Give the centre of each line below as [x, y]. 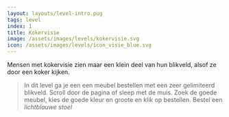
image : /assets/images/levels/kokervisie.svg [73, 39]
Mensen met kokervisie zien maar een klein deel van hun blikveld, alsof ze [112, 65]
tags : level [24, 20]
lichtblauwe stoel [48, 107]
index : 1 [20, 26]
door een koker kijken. [38, 72]
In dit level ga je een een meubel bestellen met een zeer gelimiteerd [119, 85]
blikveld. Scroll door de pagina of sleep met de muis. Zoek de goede [120, 92]
